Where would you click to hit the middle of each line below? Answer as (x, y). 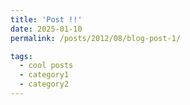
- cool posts (46, 66)
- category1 (44, 75)
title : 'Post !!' (46, 19)
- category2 (44, 84)
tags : (21, 56)
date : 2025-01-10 (46, 29)
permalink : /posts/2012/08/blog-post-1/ (96, 38)
